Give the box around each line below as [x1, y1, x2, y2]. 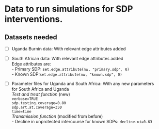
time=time [11, 109, 32, 114]
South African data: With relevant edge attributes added [11, 56, 124, 62]
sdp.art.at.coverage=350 [11, 105, 62, 110]
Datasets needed [4, 33, 57, 41]
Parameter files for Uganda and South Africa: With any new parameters [11, 81, 154, 87]
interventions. [4, 14, 63, 25]
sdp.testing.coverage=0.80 [11, 101, 66, 106]
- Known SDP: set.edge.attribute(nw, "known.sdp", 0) [11, 71, 122, 77]
